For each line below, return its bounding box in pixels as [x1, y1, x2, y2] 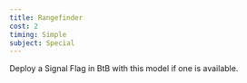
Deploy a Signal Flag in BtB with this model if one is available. [9, 63, 239, 74]
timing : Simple [9, 30, 67, 39]
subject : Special [9, 38, 75, 48]
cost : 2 [9, 22, 39, 31]
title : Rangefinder [9, 13, 84, 23]
